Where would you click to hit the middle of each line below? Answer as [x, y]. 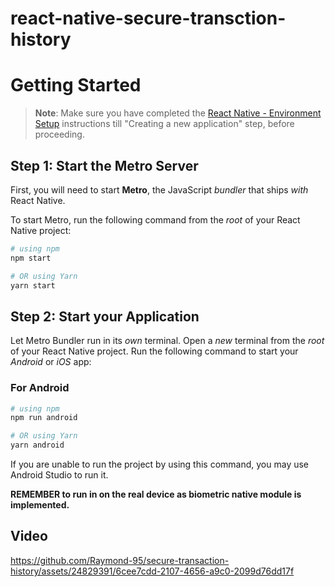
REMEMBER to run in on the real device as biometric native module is [156, 494]
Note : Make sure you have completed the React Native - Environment [178, 113]
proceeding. [59, 134]
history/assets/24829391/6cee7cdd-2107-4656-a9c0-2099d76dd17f [152, 571]
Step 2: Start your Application [105, 316]
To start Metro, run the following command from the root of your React [155, 219]
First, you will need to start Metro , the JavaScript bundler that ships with [159, 189]
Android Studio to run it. [59, 475]
